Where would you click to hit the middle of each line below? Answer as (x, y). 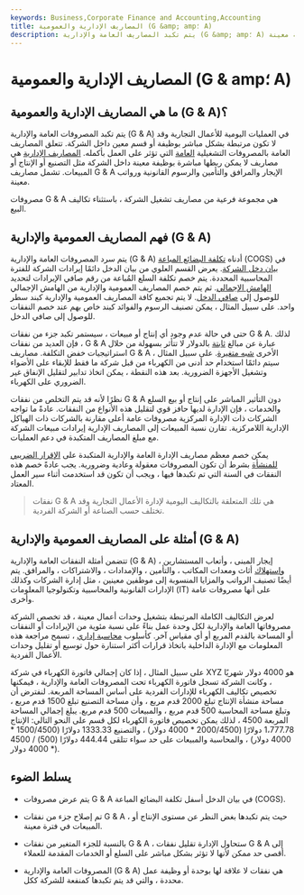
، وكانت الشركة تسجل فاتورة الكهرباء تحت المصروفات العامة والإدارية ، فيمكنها (141, 682)
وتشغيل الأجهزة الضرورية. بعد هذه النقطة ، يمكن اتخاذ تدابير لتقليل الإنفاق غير (138, 372)
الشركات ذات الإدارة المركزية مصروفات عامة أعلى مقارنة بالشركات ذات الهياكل (144, 418)
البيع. (18, 209)
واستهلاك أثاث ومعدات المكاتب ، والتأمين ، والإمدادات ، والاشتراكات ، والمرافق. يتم (147, 570)
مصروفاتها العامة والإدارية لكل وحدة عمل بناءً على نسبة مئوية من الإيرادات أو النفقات (151, 626)
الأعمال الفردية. (36, 655)
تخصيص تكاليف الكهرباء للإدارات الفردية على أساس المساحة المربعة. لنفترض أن (144, 691)
